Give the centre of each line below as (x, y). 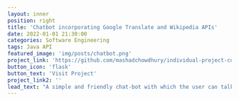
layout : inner (28, 14)
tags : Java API (30, 47)
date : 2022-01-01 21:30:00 (47, 34)
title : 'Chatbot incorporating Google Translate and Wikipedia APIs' (113, 27)
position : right (31, 21)
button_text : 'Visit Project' (52, 73)
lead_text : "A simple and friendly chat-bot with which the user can (113, 87)
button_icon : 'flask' (39, 67)
